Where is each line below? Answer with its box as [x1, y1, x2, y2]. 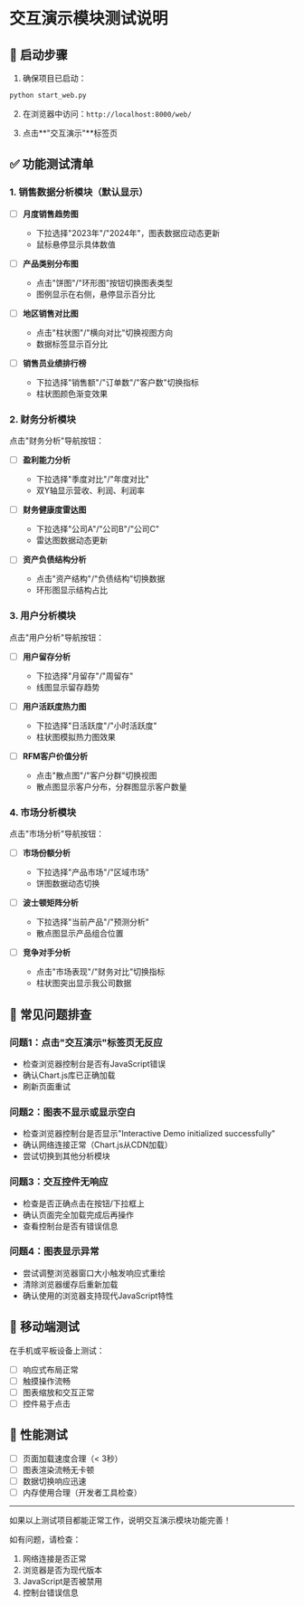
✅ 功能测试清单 [9, 157, 94, 172]
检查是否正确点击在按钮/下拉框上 [22, 1198, 145, 1209]
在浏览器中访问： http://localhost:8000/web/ [22, 108, 192, 119]
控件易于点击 [22, 1398, 71, 1409]
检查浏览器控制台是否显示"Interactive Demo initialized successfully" [22, 1128, 276, 1139]
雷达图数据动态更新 [35, 535, 109, 546]
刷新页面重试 [22, 1080, 71, 1091]
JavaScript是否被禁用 [22, 1575, 103, 1586]
